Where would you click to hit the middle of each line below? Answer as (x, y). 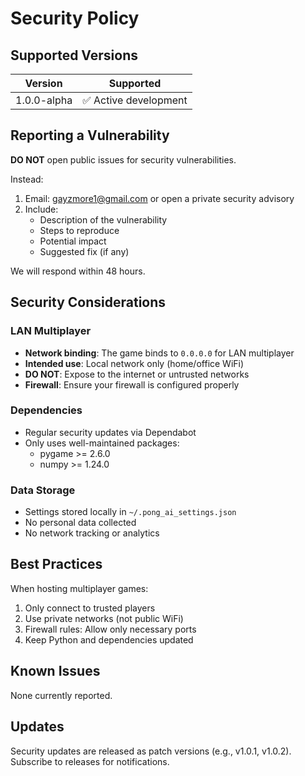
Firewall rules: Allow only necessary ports (110, 629)
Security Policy (75, 18)
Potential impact (73, 241)
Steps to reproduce (79, 230)
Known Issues (55, 671)
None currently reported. (61, 695)
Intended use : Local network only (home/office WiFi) (134, 363)
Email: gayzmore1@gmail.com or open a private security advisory (159, 198)
